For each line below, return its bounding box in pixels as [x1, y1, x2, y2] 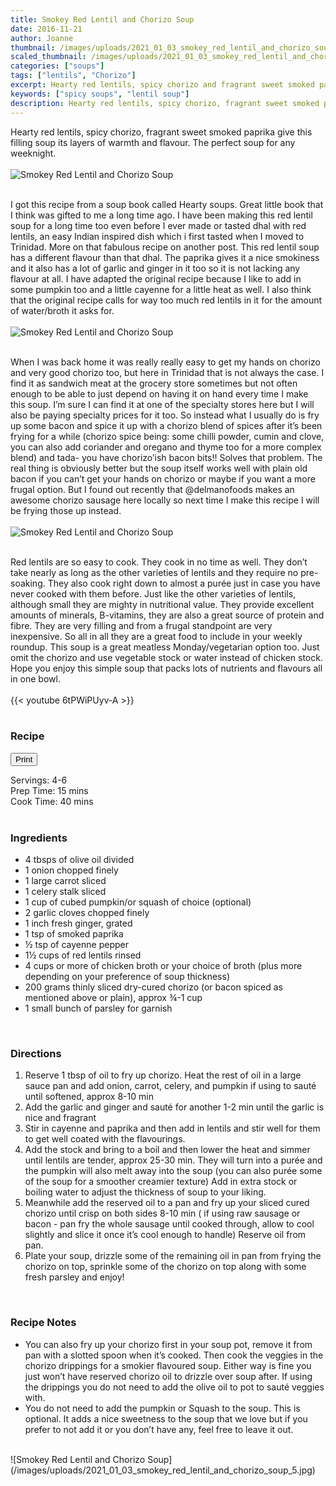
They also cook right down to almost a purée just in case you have [47, 577, 321, 589]
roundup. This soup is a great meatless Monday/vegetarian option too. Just [10, 641, 320, 653]
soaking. [10, 577, 46, 589]
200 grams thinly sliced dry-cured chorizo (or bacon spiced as [24, 981, 283, 993]
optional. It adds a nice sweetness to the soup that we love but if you [24, 1412, 308, 1425]
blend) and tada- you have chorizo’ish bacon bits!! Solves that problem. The [10, 451, 323, 463]
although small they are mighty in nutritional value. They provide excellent [10, 598, 315, 610]
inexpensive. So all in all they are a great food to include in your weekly [10, 630, 303, 642]
